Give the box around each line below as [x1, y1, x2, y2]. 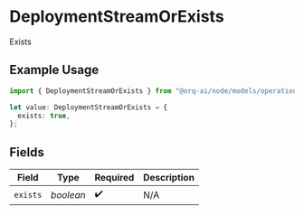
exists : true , [17, 111, 71, 120]
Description [143, 172, 195, 184]
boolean [51, 188, 86, 201]
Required [94, 172, 135, 184]
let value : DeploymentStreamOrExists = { [9, 102, 168, 112]
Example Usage [9, 62, 100, 78]
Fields [9, 145, 45, 160]
